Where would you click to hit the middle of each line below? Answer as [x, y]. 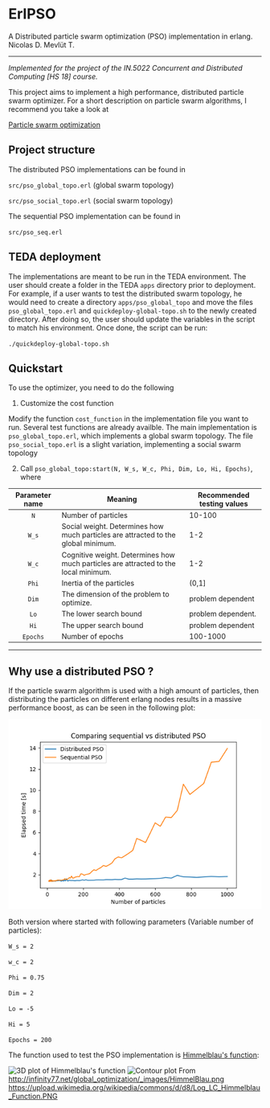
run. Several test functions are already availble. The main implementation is [133, 428]
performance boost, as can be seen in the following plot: [102, 708]
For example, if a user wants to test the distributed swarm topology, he [125, 293]
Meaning [122, 499]
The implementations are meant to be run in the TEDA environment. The [127, 276]
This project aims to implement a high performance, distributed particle [126, 92]
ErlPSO [32, 14]
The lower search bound [102, 614]
